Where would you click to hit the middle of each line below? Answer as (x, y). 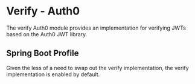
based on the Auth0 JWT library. (47, 34)
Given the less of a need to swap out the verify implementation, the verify (97, 68)
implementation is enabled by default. (53, 74)
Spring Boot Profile (43, 53)
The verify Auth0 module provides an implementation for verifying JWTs (96, 28)
